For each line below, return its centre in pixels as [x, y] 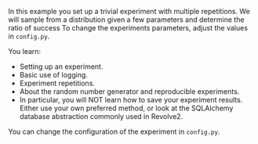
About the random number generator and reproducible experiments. [129, 92]
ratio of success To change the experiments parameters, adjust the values [128, 28]
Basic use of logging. [54, 75]
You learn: [25, 51]
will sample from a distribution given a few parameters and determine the [126, 20]
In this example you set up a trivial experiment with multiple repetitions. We [129, 11]
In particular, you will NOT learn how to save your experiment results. [131, 100]
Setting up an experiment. [61, 67]
